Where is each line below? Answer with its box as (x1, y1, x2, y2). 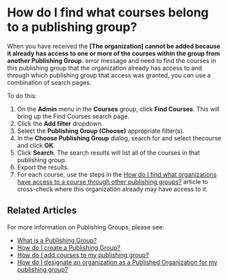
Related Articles (7, 205, 77, 216)
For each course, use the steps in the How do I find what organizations (16, 170, 217, 179)
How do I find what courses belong (7, 5, 209, 21)
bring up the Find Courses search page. (16, 112, 130, 120)
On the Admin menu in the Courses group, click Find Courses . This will (16, 105, 220, 113)
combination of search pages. (7, 78, 92, 86)
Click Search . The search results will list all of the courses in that (16, 149, 200, 157)
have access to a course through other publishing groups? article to (16, 177, 209, 186)
